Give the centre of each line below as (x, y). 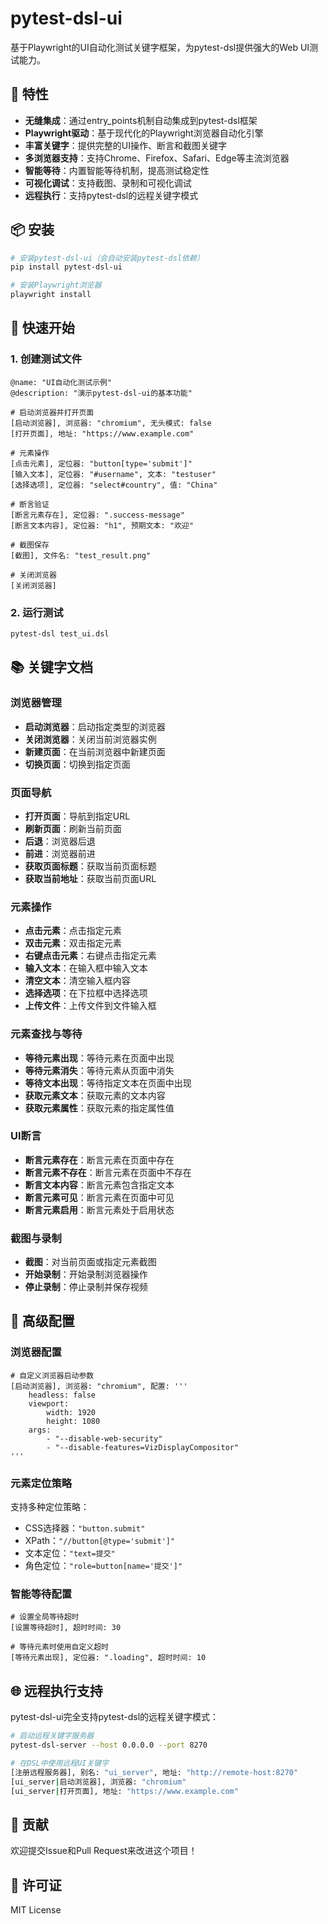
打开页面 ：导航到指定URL (77, 816)
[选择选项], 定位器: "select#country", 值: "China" (114, 485)
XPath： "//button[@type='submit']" (100, 1541)
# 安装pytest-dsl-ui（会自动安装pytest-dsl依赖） (107, 258)
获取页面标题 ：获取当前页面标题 (90, 866)
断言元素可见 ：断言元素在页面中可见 (99, 1197)
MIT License (36, 1910)
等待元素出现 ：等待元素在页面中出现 (99, 1058)
